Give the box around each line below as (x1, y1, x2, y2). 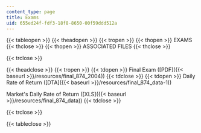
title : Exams (6, 14, 39, 20)
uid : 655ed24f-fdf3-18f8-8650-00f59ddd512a (6, 20, 118, 26)
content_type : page (6, 8, 56, 15)
